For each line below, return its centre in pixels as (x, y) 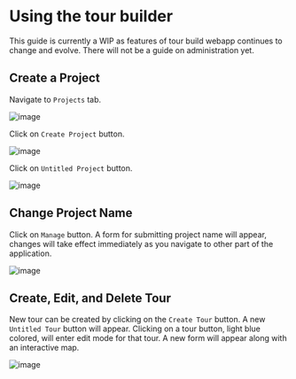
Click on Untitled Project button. (71, 168)
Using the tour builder (91, 16)
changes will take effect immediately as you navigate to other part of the (141, 244)
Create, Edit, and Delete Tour (90, 298)
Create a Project (55, 78)
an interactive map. (44, 348)
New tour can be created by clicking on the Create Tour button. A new (137, 320)
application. (31, 253)
